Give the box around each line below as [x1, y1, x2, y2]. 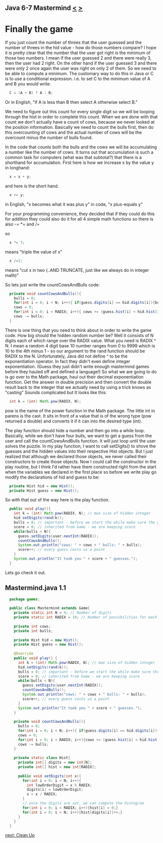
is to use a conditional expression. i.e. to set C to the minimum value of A [5, 76, 150, 82]
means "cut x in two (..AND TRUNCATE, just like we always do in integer [5, 267, 149, 273]
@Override [14, 651, 34, 656]
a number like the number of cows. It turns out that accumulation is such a [5, 149, 154, 155]
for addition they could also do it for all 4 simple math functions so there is [5, 216, 154, 221]
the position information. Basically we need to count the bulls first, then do [5, 124, 154, 130]
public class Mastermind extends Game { [9, 606, 90, 611]
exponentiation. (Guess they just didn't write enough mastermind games [5, 363, 149, 369]
